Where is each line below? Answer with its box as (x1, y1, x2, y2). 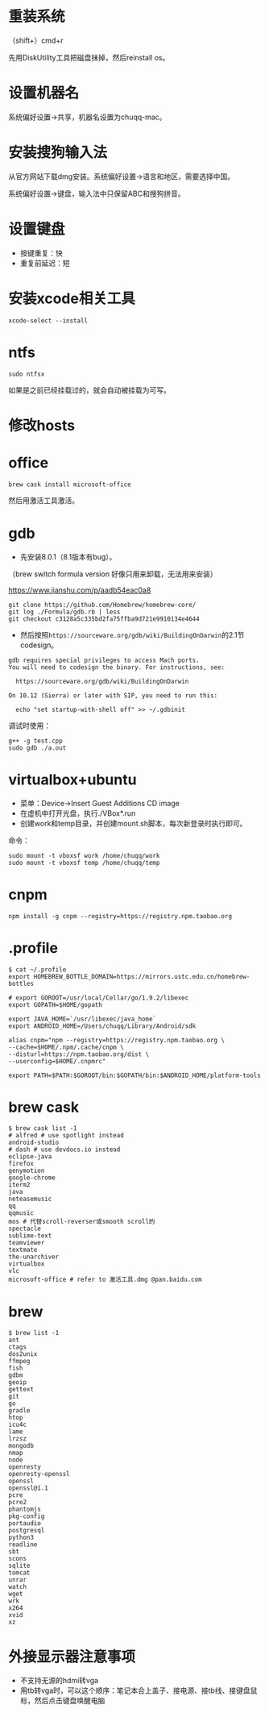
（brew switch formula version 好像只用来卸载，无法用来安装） (8, 569, 217, 579)
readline (8, 1540, 38, 1549)
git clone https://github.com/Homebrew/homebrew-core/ (8, 601, 197, 609)
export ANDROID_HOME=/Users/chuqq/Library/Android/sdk (8, 1021, 197, 1030)
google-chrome (8, 1174, 56, 1182)
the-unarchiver (8, 1253, 60, 1262)
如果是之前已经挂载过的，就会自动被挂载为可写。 (8, 385, 171, 395)
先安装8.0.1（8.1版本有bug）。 (19, 551, 117, 561)
